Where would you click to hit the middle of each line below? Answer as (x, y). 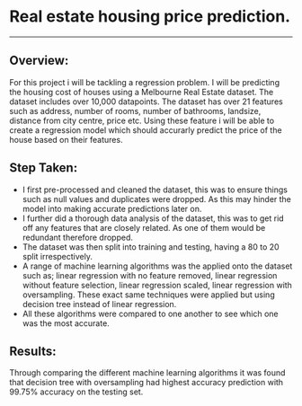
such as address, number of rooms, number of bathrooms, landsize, (135, 110)
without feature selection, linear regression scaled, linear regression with (157, 285)
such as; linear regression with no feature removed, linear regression (150, 275)
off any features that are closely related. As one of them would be (144, 227)
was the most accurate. (66, 323)
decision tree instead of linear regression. (99, 304)
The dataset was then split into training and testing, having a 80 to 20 (151, 247)
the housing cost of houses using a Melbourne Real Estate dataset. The (142, 92)
